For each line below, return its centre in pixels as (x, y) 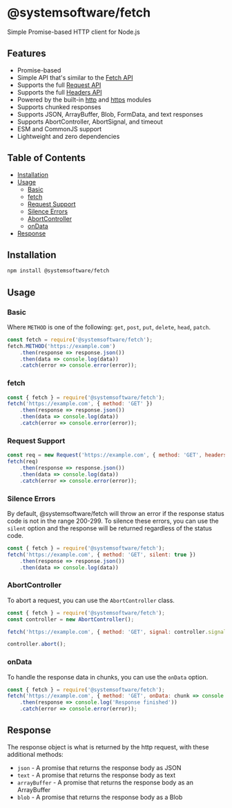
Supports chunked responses (59, 107)
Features (27, 54)
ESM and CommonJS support (59, 128)
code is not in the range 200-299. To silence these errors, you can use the (113, 521)
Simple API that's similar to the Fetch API (75, 77)
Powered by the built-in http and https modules (84, 99)
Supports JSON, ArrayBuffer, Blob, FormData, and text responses (110, 114)
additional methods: (35, 754)
